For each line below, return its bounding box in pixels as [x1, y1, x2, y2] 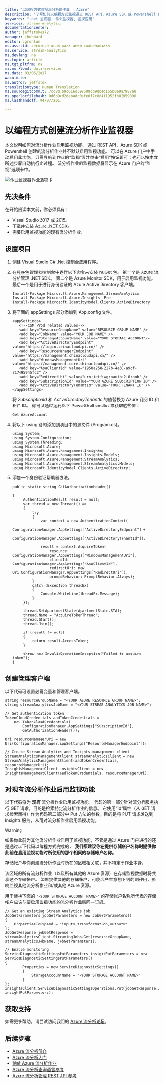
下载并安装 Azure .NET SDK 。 [12, 223, 72, 229]
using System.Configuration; [12, 435, 72, 440]
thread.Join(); [23, 621, 54, 626]
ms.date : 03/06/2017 [5, 71, 47, 76]
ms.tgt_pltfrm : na [5, 62, 42, 67]
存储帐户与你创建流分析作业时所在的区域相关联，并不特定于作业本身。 [5, 860, 146, 866]
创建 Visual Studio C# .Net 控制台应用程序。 [12, 259, 101, 265]
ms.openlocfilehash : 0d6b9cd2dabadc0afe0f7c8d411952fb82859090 [5, 93, 137, 98]
